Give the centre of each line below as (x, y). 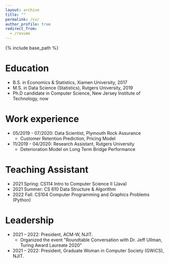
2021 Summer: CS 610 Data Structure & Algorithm (64, 189)
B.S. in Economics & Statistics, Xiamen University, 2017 (70, 82)
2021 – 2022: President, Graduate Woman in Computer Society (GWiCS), (88, 250)
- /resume (20, 33)
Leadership (30, 220)
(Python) (22, 200)
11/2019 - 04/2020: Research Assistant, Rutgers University (73, 144)
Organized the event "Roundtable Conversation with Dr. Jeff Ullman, (91, 240)
